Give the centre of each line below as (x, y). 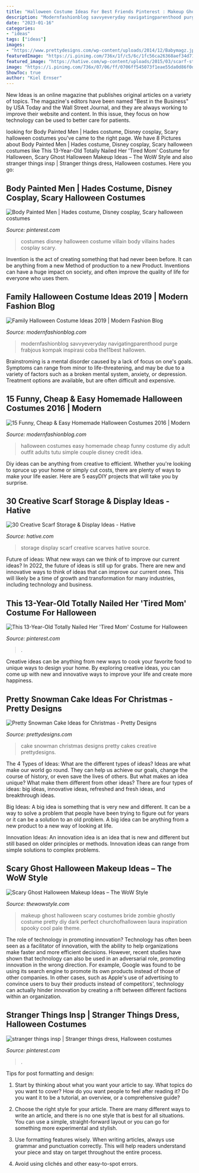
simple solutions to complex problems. (53, 850)
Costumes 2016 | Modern (54, 408)
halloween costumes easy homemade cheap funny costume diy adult (105, 446)
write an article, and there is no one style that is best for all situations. (99, 1115)
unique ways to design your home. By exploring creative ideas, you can (93, 668)
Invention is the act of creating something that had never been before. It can (99, 259)
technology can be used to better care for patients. (68, 120)
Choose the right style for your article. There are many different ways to (102, 1109)
